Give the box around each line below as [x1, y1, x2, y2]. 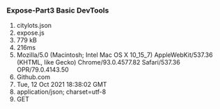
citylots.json [16, 22, 52, 30]
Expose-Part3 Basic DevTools [6, 6, 109, 15]
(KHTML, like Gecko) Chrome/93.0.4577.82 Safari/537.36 [16, 58, 180, 67]
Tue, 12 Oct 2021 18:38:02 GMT [16, 81, 107, 89]
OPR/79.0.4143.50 [16, 65, 69, 74]
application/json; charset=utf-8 [16, 87, 107, 96]
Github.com [16, 73, 51, 81]
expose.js [16, 28, 45, 37]
